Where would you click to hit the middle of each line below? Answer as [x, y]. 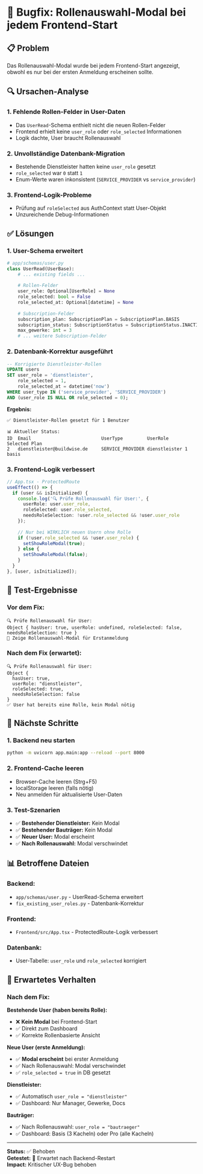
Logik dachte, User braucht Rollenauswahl [68, 137]
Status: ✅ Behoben [31, 1151]
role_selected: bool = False [54, 297]
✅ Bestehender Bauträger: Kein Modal [64, 830]
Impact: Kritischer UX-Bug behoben [52, 1164]
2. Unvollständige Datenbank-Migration [66, 153]
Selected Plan [25, 443]
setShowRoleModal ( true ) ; [54, 543]
